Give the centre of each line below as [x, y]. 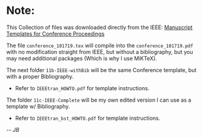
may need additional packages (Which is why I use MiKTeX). [82, 58]
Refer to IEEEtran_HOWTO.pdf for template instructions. [82, 88]
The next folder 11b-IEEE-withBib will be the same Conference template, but [101, 70]
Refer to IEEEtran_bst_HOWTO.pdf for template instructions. [88, 118]
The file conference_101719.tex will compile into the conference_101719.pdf [100, 45]
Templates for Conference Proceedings [55, 33]
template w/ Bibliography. [38, 106]
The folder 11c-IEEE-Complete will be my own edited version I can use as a [99, 100]
